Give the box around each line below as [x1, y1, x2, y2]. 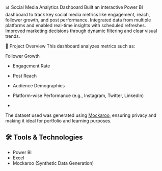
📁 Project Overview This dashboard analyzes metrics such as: [5, 43, 136, 49]
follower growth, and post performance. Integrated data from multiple [5, 17, 151, 23]
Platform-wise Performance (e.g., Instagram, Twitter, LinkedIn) [12, 92, 144, 99]
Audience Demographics [12, 83, 65, 88]
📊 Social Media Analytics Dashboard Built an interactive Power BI [5, 4, 143, 10]
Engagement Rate [12, 63, 50, 69]
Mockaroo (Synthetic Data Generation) [12, 160, 94, 166]
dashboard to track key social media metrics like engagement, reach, [5, 12, 150, 17]
